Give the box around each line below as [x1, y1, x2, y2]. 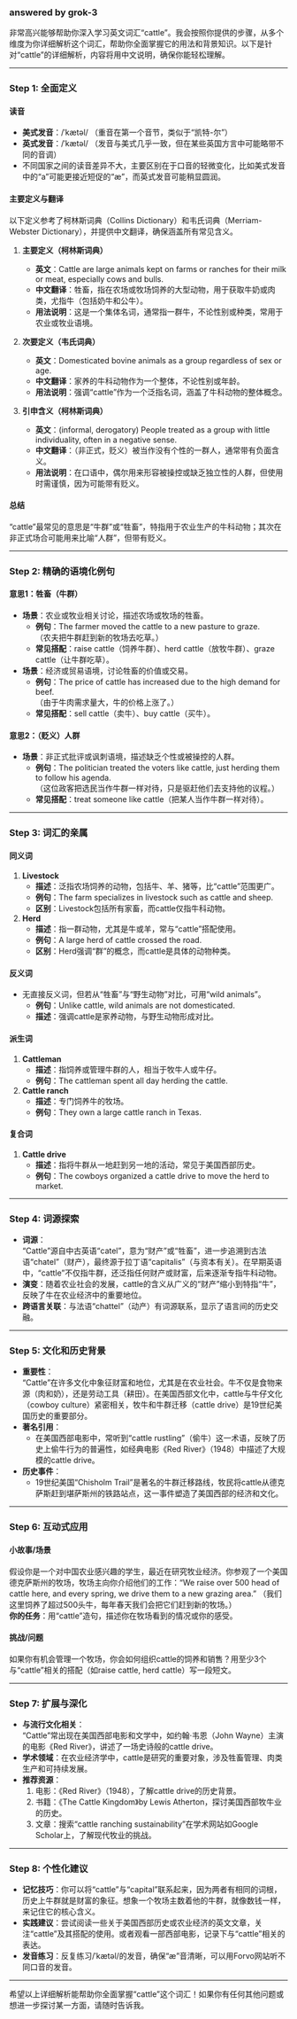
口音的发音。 [29, 1961, 77, 1973]
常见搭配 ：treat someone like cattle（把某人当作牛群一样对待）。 [34, 794, 269, 805]
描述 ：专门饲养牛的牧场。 [34, 1095, 129, 1106]
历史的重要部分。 [29, 1411, 93, 1422]
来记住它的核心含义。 [21, 1906, 100, 1917]
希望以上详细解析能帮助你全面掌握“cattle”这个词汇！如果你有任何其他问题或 [9, 1989, 285, 2000]
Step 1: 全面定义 [9, 82, 78, 95]
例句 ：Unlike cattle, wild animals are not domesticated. [34, 1000, 236, 1011]
